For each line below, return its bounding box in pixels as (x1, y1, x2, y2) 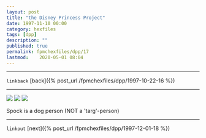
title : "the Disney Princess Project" (6, 15, 105, 21)
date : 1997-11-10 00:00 (6, 20, 67, 26)
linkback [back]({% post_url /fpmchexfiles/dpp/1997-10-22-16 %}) (6, 77, 175, 84)
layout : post (6, 9, 40, 15)
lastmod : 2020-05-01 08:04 (6, 54, 84, 60)
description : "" (6, 37, 48, 43)
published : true (6, 43, 48, 49)
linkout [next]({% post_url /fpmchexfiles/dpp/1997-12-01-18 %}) (6, 125, 170, 132)
